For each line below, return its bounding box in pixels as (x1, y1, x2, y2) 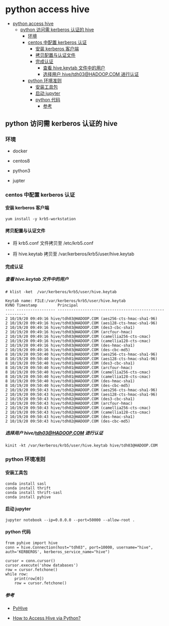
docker (12, 148, 28, 154)
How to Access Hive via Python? (12, 615, 81, 621)
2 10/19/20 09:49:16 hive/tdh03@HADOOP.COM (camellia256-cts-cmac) (5, 334, 151, 339)
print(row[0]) (14, 576, 44, 582)
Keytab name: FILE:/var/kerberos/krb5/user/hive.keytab (5, 298, 126, 303)
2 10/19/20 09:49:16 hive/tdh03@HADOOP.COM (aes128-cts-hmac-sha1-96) (5, 320, 158, 326)
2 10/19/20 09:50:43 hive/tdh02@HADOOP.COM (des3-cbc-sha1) (5, 396, 136, 401)
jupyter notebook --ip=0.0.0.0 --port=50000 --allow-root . (5, 517, 136, 523)
